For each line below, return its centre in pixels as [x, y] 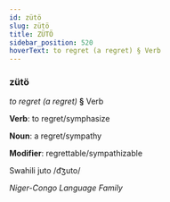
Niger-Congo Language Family [66, 188]
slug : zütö [29, 26]
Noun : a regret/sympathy [56, 136]
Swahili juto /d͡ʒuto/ [45, 171]
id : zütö [25, 17]
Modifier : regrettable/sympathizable [76, 154]
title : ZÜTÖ [31, 34]
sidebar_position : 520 [51, 42]
